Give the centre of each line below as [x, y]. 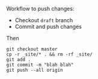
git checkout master [32, 49]
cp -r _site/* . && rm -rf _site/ [50, 54]
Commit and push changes [48, 27]
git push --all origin [35, 70]
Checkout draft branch [44, 20]
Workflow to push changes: [40, 9]
